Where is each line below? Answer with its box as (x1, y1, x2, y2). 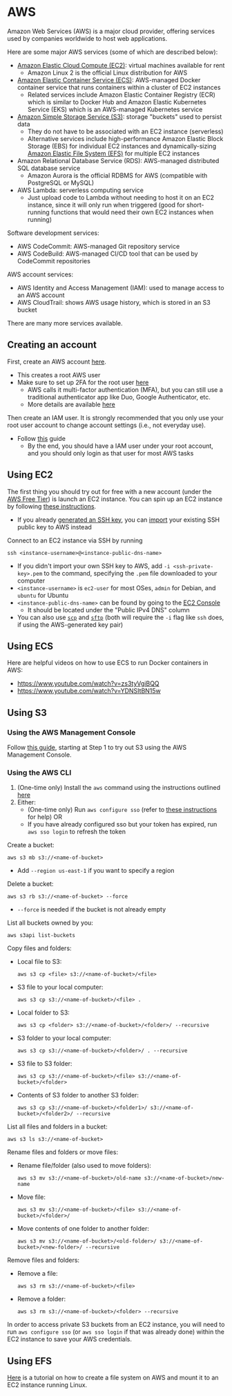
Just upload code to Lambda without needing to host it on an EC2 (27, 193, 215, 201)
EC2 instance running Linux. (7, 1381, 88, 1389)
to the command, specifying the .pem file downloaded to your (43, 569, 217, 577)
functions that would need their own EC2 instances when (50, 208, 214, 216)
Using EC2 (7, 469, 53, 481)
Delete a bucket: (7, 880, 54, 888)
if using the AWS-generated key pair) (17, 620, 124, 629)
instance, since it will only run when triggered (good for (27, 200, 185, 209)
